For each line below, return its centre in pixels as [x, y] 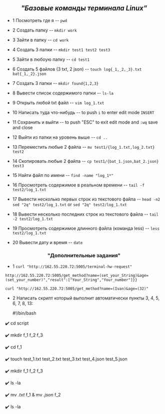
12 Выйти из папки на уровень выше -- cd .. [60, 137]
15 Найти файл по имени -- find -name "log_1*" [63, 175]
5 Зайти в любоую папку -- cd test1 [51, 59]
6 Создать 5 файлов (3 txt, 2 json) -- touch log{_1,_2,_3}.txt [77, 69]
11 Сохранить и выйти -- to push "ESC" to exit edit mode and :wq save [85, 122]
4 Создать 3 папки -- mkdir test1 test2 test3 [61, 49]
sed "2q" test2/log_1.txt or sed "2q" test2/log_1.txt [69, 204]
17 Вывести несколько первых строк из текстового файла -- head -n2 [86, 199]
